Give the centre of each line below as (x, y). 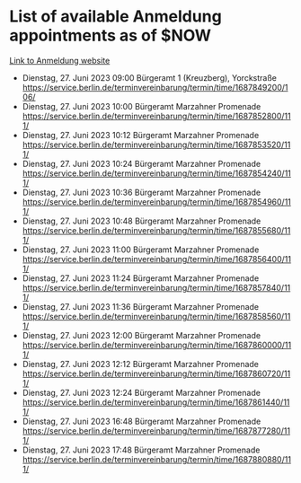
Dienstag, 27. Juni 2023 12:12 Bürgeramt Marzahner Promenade (140, 364)
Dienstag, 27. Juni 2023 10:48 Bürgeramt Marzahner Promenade (142, 221)
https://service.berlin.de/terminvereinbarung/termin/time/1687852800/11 (156, 116)
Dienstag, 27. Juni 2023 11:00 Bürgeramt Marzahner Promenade (141, 250)
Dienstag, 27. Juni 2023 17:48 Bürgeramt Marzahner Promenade (141, 450)
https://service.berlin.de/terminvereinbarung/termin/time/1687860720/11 (156, 373)
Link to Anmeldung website (60, 60)
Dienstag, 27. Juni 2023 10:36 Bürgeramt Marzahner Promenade (142, 192)
